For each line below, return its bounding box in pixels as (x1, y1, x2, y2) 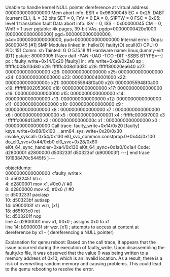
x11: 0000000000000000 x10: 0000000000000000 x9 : (5, 101, 123, 107)
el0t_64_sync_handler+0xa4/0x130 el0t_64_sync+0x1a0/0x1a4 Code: (5, 144, 151, 150)
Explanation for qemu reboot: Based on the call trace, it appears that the (5, 239, 156, 245)
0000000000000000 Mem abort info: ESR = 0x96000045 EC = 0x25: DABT (5, 10, 165, 16)
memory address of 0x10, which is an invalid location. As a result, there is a (5, 255, 162, 261)
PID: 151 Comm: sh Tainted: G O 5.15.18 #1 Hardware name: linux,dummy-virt (5, 48, 164, 53)
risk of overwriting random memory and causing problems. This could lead (5, 261, 161, 266)
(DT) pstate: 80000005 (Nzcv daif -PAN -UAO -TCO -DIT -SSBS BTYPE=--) (5, 53, 163, 59)
